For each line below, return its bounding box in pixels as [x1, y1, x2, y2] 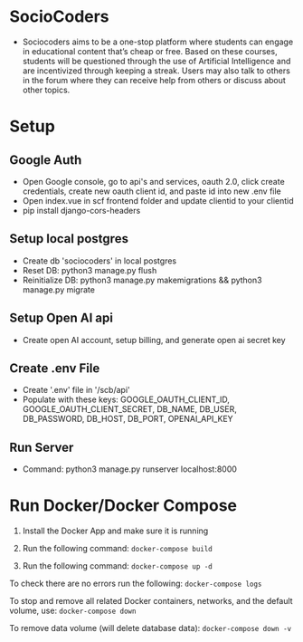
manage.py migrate [22, 283, 95, 295]
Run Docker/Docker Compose [9, 495, 238, 516]
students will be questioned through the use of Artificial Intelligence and [22, 55, 291, 66]
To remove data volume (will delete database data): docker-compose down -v [9, 623, 292, 634]
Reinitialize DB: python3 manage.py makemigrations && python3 [22, 274, 262, 285]
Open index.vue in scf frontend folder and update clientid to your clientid [22, 195, 294, 206]
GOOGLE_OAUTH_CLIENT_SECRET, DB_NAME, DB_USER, [22, 404, 237, 415]
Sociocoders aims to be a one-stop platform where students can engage [22, 36, 294, 47]
